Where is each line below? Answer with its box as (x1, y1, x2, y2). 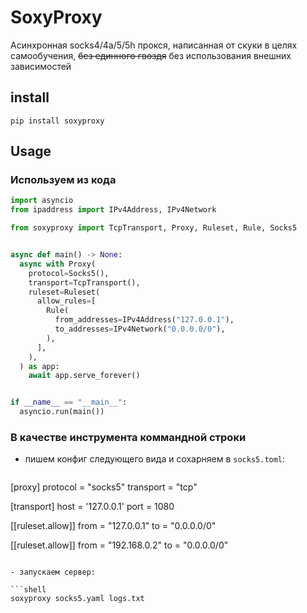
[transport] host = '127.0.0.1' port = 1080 (10, 501, 175, 513)
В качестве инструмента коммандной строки (10, 430, 247, 444)
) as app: (19, 361, 60, 371)
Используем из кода (10, 173, 117, 187)
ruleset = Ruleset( (28, 287, 101, 297)
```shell (10, 585, 47, 595)
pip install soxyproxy (10, 116, 105, 126)
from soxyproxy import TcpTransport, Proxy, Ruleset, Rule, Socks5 (10, 223, 298, 233)
